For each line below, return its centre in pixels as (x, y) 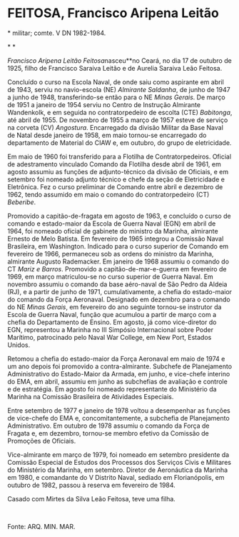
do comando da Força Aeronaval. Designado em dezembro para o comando (119, 299)
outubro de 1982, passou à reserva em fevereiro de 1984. (92, 485)
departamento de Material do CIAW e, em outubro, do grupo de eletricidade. (119, 142)
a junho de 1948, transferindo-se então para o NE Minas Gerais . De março (117, 97)
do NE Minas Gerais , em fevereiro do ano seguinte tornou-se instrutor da (115, 307)
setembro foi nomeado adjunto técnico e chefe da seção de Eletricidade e (116, 179)
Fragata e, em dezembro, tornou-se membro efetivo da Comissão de (108, 433)
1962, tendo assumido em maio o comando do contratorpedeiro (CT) (108, 194)
